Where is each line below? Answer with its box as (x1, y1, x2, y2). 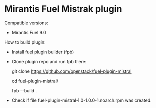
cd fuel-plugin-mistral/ (11, 78, 58, 84)
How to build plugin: (4, 39, 46, 45)
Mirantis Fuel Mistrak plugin (4, 3, 122, 15)
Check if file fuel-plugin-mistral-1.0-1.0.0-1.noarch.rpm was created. (11, 97, 152, 103)
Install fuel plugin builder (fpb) (11, 49, 74, 55)
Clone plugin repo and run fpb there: (11, 58, 87, 64)
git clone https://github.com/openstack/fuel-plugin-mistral (11, 68, 132, 74)
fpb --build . (11, 87, 37, 93)
